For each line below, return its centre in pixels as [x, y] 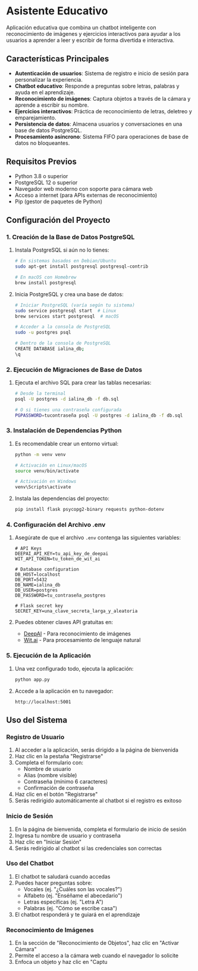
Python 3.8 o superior [41, 176]
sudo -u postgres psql [43, 333]
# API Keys [28, 549]
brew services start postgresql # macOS [67, 316]
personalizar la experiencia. [49, 79]
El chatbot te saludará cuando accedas [62, 876]
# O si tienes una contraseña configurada [68, 410]
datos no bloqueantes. [42, 143]
